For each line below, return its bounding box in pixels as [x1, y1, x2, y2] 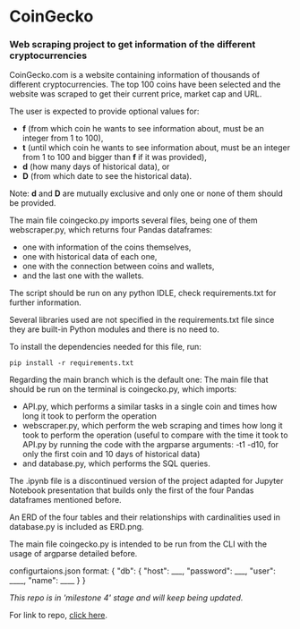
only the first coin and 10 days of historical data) [21, 449, 201, 460]
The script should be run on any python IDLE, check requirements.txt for [9, 288, 277, 299]
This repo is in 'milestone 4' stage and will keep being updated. [9, 592, 244, 603]
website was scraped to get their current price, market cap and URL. [9, 89, 262, 99]
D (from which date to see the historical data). [21, 171, 193, 182]
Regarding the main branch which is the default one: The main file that [9, 374, 269, 386]
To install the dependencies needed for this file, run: [9, 342, 201, 353]
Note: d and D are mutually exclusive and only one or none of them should [9, 188, 284, 199]
